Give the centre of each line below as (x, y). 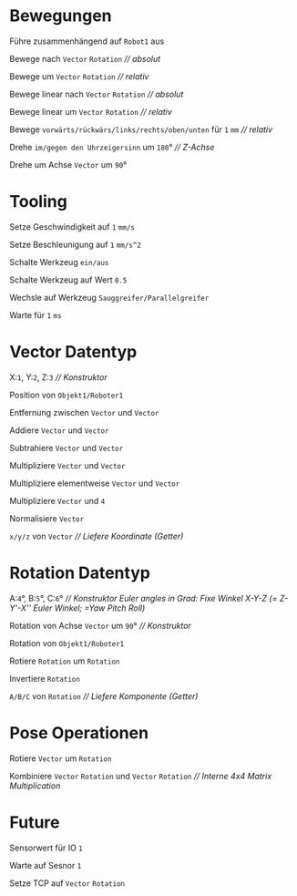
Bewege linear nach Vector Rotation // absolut (97, 94)
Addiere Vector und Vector (59, 430)
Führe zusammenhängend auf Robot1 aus (87, 41)
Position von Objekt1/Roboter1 (67, 395)
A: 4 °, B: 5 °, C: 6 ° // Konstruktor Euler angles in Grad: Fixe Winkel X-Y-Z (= (143, 598)
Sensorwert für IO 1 (46, 848)
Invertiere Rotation (45, 678)
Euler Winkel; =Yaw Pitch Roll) (89, 608)
